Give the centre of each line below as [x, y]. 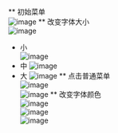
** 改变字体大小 [64, 22]
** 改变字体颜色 [76, 94]
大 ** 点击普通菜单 [65, 76]
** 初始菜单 [27, 12]
